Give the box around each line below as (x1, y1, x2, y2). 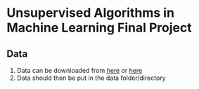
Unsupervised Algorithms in (6, 5, 175, 21)
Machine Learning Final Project (6, 20, 192, 36)
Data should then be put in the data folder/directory (16, 74, 166, 82)
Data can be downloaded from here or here (16, 67, 143, 74)
